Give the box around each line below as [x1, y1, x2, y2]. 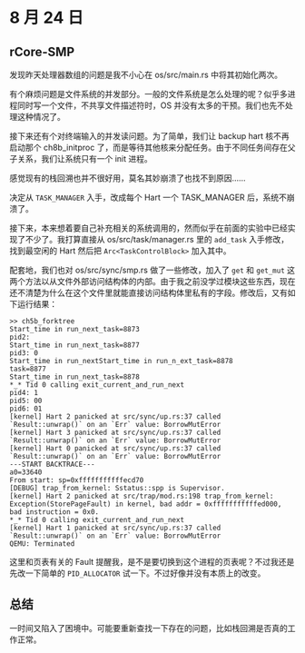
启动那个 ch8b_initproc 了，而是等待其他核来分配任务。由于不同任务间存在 [9, 142, 288, 153]
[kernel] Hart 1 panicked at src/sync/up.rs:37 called [9, 523, 221, 532]
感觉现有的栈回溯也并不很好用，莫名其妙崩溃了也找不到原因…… [9, 173, 247, 183]
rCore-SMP [9, 44, 75, 59]
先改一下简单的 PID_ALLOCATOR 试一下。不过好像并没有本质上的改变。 [9, 568, 266, 579]
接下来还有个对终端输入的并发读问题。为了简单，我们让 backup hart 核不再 [9, 131, 290, 141]
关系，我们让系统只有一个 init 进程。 [16, 153, 152, 163]
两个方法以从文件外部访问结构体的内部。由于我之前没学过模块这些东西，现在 [9, 276, 296, 286]
